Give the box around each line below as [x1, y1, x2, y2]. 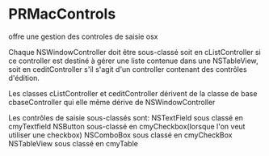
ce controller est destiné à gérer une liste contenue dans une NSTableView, [8, 56, 258, 65]
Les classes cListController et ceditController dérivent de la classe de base [8, 88, 258, 98]
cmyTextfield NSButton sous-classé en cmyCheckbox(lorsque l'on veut [8, 121, 246, 131]
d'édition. [8, 73, 40, 82]
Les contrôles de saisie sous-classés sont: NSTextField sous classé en [8, 112, 244, 122]
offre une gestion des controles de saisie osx [8, 32, 158, 41]
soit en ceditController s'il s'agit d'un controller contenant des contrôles [8, 64, 248, 74]
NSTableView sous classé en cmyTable [8, 138, 139, 148]
